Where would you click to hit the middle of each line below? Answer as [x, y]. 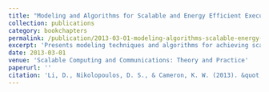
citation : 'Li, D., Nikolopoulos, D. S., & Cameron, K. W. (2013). [123, 75]
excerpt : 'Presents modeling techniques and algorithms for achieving [128, 46]
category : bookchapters [48, 30]
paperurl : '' [30, 68]
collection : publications [51, 23]
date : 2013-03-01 [37, 53]
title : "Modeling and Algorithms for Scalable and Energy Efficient [125, 16]
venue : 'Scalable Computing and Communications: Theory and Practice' [128, 61]
